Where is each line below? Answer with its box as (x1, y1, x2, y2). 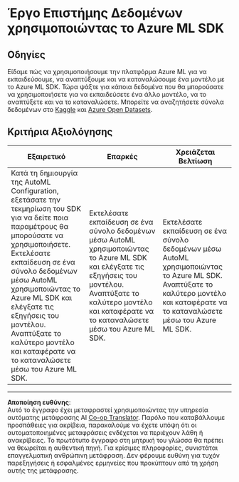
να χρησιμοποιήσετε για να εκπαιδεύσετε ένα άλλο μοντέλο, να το (7, 91, 207, 98)
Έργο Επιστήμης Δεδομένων (7, 5, 184, 21)
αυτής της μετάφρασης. (7, 466, 79, 475)
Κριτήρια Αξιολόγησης (7, 126, 113, 138)
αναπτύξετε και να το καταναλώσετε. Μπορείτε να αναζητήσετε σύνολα (7, 98, 224, 106)
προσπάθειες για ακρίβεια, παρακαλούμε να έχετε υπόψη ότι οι (7, 421, 197, 429)
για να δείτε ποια (11, 212, 69, 222)
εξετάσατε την (11, 195, 61, 205)
